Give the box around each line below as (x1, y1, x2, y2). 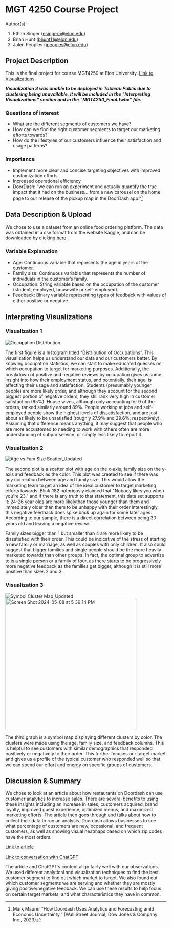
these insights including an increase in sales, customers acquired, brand (5, 801, 158, 807)
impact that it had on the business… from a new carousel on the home (12, 189, 161, 195)
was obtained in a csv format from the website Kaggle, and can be (5, 229, 145, 235)
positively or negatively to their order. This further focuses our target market (5, 751, 166, 757)
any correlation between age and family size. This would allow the (5, 477, 145, 483)
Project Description (5, 57, 69, 65)
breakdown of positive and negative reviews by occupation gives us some (5, 371, 162, 377)
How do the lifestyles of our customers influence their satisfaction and (12, 137, 161, 143)
